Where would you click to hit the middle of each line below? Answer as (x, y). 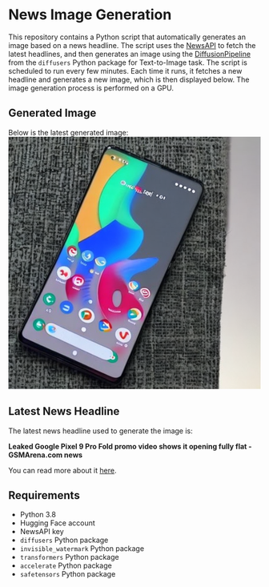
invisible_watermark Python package (82, 549)
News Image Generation (90, 15)
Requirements (44, 495)
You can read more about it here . (62, 470)
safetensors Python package (68, 574)
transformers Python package (69, 557)
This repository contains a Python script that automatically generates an (127, 37)
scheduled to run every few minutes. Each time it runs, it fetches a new (125, 70)
